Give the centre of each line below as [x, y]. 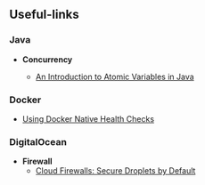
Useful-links [44, 15]
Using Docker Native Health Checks [88, 118]
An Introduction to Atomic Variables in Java [115, 76]
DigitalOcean [38, 141]
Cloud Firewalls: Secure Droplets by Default [115, 171]
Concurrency [47, 59]
